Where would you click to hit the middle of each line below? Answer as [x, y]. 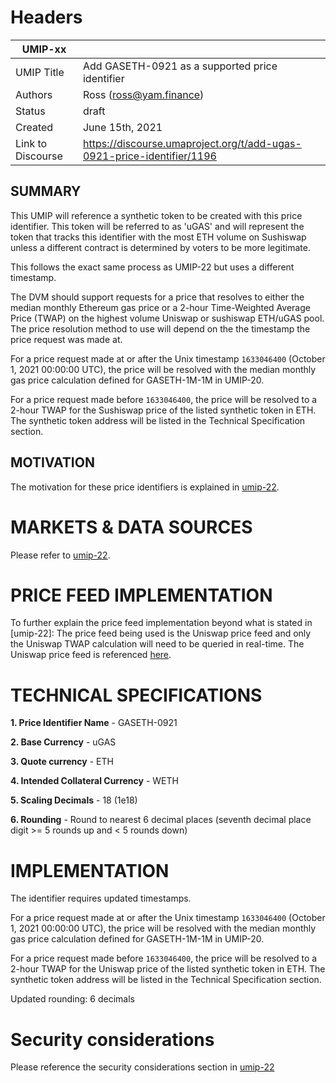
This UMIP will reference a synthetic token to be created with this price [156, 215]
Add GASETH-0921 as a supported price [180, 66]
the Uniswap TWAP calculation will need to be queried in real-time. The [157, 644]
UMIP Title [40, 72]
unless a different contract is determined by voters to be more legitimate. [160, 247]
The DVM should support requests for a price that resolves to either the [157, 297]
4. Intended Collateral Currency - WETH [94, 781]
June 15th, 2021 [122, 127]
